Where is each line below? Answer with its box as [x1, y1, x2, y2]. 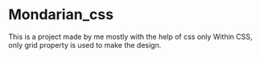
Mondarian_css [8, 6, 114, 24]
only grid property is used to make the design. [8, 40, 162, 49]
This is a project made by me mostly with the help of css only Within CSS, [8, 32, 253, 41]
